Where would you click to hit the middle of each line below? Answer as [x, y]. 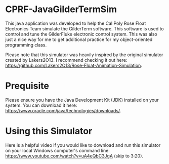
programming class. [26, 45]
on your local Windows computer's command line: [57, 150]
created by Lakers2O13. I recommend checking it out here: [66, 60]
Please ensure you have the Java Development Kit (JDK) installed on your [82, 100]
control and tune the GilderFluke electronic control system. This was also [81, 34]
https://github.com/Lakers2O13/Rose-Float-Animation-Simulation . [74, 65]
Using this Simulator [49, 131]
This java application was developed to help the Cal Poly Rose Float [76, 23]
